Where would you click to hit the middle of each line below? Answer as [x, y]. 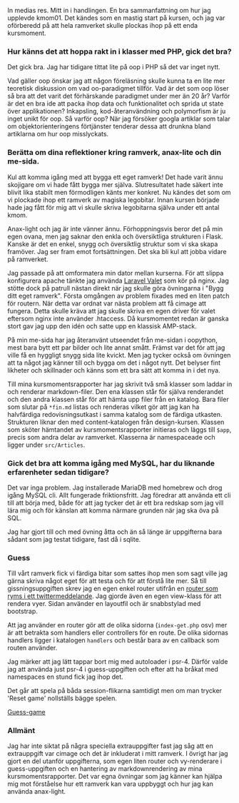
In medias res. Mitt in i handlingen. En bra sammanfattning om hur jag [110, 10]
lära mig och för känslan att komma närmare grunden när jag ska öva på [113, 510]
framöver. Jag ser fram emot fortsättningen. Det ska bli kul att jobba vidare [117, 251]
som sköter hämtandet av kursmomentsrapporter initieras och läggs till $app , [119, 429]
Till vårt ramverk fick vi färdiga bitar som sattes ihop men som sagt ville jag [118, 573]
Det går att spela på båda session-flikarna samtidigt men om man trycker [115, 691]
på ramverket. [28, 259]
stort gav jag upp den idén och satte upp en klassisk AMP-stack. [102, 326]
